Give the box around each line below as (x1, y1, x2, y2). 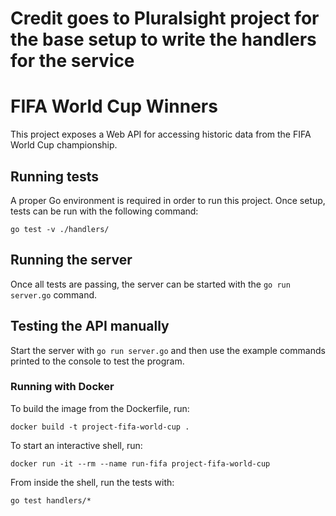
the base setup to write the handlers (10, 28, 317, 51)
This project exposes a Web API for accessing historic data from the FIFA (10, 128, 312, 141)
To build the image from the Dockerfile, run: (10, 402, 190, 414)
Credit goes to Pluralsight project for (10, 7, 320, 30)
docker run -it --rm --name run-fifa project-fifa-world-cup (10, 458, 271, 469)
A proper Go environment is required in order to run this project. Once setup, (10, 194, 326, 206)
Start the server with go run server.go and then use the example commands (10, 344, 326, 356)
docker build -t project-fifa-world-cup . (10, 422, 190, 432)
